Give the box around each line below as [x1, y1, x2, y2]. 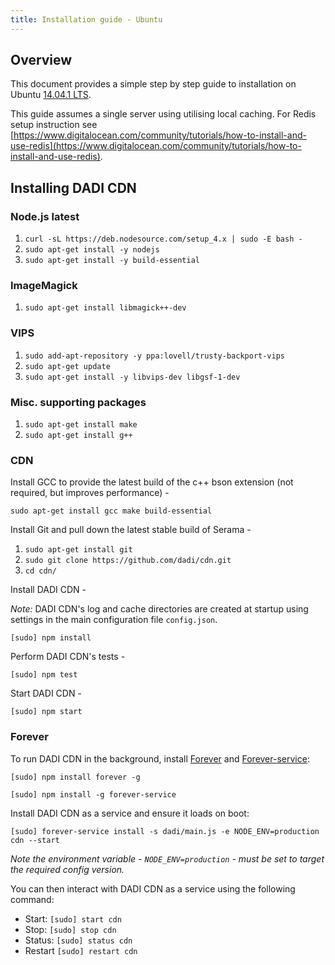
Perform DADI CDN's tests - [10, 651, 126, 663]
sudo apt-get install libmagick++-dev [24, 303, 187, 313]
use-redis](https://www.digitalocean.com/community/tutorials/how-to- [10, 140, 302, 152]
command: [10, 893, 55, 905]
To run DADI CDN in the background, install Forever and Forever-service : [10, 752, 310, 765]
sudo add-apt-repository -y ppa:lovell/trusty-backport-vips [24, 351, 286, 361]
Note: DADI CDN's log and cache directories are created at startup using [10, 603, 309, 615]
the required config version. [10, 863, 125, 875]
